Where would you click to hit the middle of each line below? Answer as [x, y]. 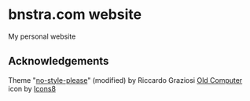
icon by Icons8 [32, 88]
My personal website [42, 36]
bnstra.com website [75, 15]
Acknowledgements [59, 61]
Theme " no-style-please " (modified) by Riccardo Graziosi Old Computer [125, 80]
